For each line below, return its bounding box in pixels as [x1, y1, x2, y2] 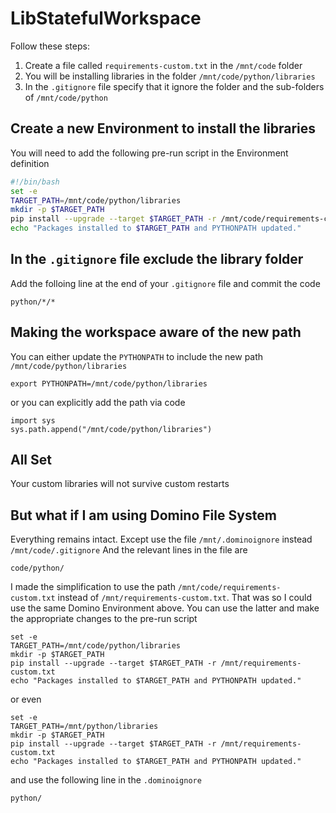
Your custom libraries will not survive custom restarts [10, 478, 230, 490]
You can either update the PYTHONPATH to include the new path [10, 350, 264, 362]
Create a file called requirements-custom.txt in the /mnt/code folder [24, 59, 303, 71]
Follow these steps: [10, 40, 90, 52]
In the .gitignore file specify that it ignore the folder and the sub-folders [24, 80, 325, 92]
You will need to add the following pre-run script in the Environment [10, 147, 289, 159]
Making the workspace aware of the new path [10, 324, 302, 341]
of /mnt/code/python [24, 91, 108, 103]
